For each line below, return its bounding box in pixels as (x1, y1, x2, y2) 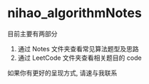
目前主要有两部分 (7, 29, 58, 38)
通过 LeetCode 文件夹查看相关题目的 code (17, 53, 142, 62)
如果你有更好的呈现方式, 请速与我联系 (7, 68, 118, 77)
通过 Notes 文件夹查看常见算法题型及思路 (17, 44, 139, 53)
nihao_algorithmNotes (7, 5, 143, 21)
